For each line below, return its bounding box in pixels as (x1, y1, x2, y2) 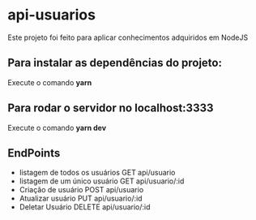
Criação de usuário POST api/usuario (19, 185, 144, 195)
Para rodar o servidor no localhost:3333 (7, 101, 214, 115)
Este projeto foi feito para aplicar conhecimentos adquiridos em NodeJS (7, 32, 249, 42)
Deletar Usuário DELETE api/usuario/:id (19, 202, 151, 212)
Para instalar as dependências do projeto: (7, 56, 222, 70)
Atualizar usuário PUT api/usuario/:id (19, 193, 143, 204)
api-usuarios (7, 6, 96, 24)
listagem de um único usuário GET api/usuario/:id (19, 176, 185, 186)
